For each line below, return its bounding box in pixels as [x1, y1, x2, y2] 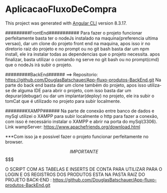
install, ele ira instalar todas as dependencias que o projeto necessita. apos [5, 51, 160, 57]
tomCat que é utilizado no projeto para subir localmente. [5, 98, 121, 104]
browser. [5, 139, 23, 145]
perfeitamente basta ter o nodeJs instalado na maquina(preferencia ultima [5, 35, 158, 41]
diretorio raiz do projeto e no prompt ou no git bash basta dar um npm [5, 46, 149, 52]
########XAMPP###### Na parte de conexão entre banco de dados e [5, 108, 154, 114]
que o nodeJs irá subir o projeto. [5, 62, 72, 68]
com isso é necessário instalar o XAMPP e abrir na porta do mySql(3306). [5, 118, 157, 124]
